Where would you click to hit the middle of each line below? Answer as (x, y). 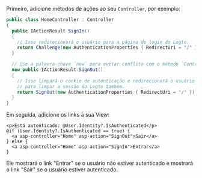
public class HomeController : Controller (60, 20)
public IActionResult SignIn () (51, 31)
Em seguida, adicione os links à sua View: (58, 115)
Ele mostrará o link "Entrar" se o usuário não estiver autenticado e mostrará (100, 163)
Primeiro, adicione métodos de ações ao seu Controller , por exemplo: (93, 9)
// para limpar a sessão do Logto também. (71, 87)
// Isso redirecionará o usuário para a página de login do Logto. (103, 42)
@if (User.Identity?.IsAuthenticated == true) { (68, 131)
